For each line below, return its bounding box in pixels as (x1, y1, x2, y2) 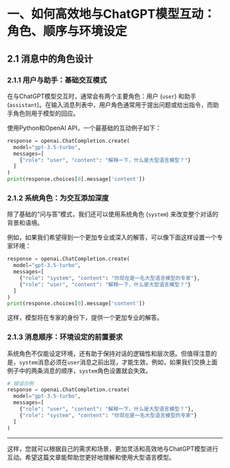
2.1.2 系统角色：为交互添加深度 (7, 193, 110, 202)
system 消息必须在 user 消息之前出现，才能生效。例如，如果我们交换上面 (19, 358, 218, 366)
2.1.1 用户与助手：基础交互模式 (7, 75, 107, 84)
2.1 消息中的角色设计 (7, 53, 94, 65)
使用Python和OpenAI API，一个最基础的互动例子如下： (7, 124, 162, 132)
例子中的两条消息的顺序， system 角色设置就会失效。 (7, 366, 152, 375)
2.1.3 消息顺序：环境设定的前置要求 (7, 332, 123, 342)
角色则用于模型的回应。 (12, 109, 79, 117)
